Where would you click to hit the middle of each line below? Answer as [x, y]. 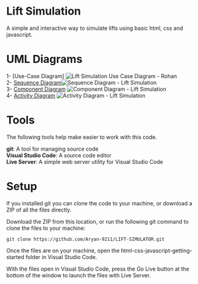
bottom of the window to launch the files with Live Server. [79, 275]
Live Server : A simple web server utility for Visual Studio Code [85, 162]
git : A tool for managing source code [52, 149]
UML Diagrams [44, 59]
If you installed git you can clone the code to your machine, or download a [99, 203]
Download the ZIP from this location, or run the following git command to [97, 221]
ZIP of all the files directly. [39, 210]
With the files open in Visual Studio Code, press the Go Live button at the [98, 269]
